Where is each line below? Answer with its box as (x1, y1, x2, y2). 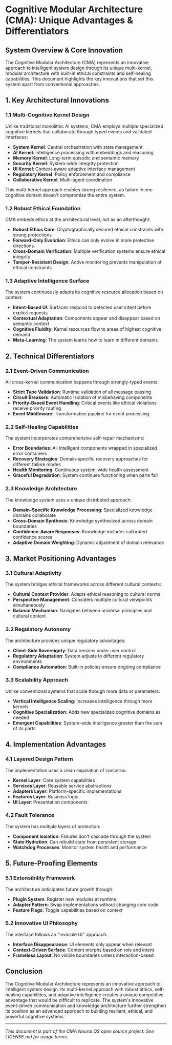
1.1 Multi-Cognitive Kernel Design (5, 111, 90, 118)
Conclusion (5, 967, 43, 976)
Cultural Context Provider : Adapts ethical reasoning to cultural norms (12, 591, 161, 597)
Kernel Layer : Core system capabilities (12, 777, 95, 783)
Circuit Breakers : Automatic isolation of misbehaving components (12, 394, 153, 400)
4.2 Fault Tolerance (5, 812, 55, 819)
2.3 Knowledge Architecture (5, 485, 78, 492)
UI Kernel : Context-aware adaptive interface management (12, 166, 136, 172)
